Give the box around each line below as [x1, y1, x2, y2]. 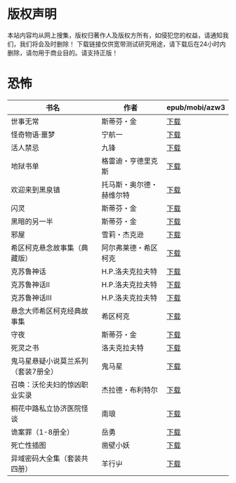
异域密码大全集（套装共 [11, 454, 89, 463]
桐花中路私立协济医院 [11, 403, 82, 413]
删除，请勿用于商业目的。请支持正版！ [7, 48, 118, 57]
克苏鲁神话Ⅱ [11, 279, 51, 289]
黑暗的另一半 [11, 216, 54, 226]
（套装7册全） [11, 366, 58, 376]
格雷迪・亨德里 [101, 156, 151, 166]
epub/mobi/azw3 [166, 102, 225, 112]
